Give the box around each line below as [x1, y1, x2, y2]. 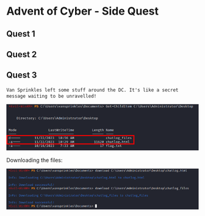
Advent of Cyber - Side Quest [6, 4, 159, 18]
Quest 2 [6, 49, 37, 59]
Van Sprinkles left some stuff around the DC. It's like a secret [6, 87, 179, 93]
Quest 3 [6, 70, 37, 81]
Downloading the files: [6, 157, 63, 164]
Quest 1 [6, 29, 35, 39]
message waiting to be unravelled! [6, 93, 97, 99]
